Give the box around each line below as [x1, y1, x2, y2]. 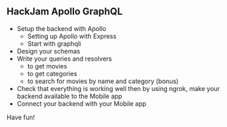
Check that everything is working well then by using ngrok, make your [16, 84, 220, 92]
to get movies [27, 61, 68, 70]
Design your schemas [16, 47, 80, 55]
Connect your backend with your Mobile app [16, 99, 147, 108]
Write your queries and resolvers [16, 54, 112, 63]
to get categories [27, 69, 78, 78]
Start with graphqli [27, 39, 82, 48]
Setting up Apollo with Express [27, 32, 117, 40]
